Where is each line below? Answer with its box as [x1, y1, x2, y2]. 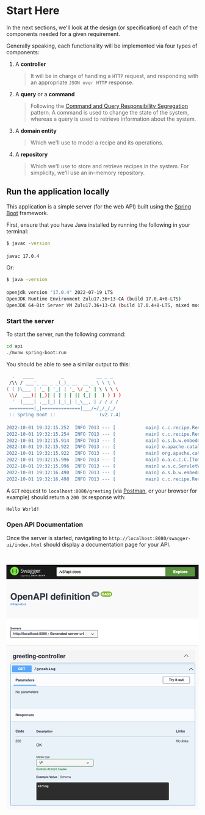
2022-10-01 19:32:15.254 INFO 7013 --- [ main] [6, 431, 160, 437]
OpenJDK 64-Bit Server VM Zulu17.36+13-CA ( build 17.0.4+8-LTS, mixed [6, 302, 190, 308]
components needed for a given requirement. [6, 30, 121, 37]
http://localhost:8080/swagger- [109, 535, 191, 541]
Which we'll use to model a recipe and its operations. [30, 138, 164, 146]
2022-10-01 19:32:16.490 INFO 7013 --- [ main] [6, 469, 160, 475]
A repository [15, 151, 48, 158]
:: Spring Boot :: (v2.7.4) [9, 412, 121, 418]
